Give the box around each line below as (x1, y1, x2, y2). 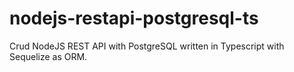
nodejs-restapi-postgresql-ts (9, 7, 259, 30)
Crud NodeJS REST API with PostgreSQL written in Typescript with (9, 40, 285, 52)
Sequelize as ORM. (9, 50, 88, 62)
